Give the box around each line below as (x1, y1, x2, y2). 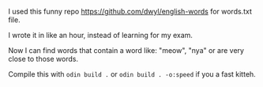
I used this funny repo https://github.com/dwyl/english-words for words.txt (8, 7, 253, 16)
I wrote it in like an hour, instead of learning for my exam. (8, 31, 193, 40)
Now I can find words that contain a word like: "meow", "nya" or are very (8, 46, 245, 55)
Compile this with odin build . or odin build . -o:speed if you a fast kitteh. (8, 70, 257, 78)
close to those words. (8, 55, 79, 63)
